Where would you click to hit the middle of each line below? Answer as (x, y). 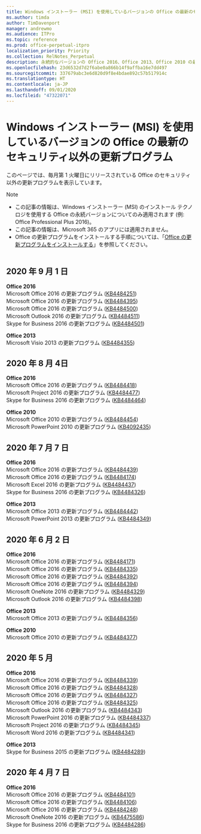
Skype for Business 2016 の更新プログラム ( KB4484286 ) (76, 824)
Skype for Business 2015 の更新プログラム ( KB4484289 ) (76, 752)
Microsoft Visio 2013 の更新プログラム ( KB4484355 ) (71, 342)
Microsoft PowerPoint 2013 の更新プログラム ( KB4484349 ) (79, 519)
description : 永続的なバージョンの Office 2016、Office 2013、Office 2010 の (99, 62)
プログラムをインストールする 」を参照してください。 (86, 244)
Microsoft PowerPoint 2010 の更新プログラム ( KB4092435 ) (79, 427)
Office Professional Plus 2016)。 (54, 222)
